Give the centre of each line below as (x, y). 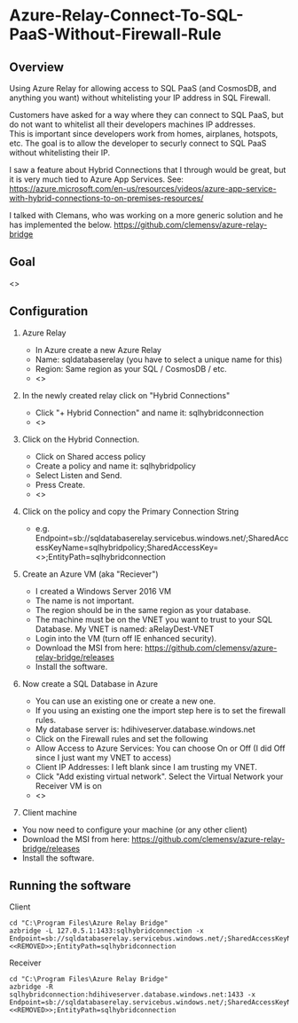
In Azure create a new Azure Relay (98, 350)
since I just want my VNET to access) (103, 757)
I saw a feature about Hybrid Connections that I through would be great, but (148, 170)
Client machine (49, 812)
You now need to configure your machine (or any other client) (135, 830)
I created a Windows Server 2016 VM (103, 591)
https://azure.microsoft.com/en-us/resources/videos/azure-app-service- (143, 189)
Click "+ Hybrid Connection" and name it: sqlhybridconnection (149, 413)
